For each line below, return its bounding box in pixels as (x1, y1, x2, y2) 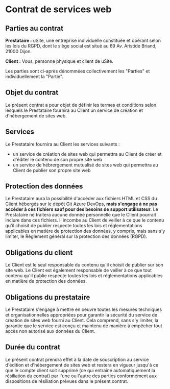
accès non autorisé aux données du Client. (5, 328, 95, 334)
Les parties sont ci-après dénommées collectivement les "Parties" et (5, 68, 150, 74)
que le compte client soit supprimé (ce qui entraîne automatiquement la (5, 367, 156, 373)
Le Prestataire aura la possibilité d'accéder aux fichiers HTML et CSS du (5, 196, 157, 202)
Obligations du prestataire (5, 293, 90, 302)
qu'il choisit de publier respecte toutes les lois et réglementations (5, 223, 142, 229)
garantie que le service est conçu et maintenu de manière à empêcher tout (5, 323, 162, 329)
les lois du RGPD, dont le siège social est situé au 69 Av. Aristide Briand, (5, 43, 157, 49)
